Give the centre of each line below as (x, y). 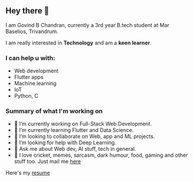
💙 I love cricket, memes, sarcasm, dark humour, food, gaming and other (101, 155)
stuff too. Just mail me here (47, 161)
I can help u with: (30, 58)
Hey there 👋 (27, 11)
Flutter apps (29, 77)
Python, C (26, 96)
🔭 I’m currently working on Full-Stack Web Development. (83, 124)
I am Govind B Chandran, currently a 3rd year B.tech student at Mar (88, 25)
